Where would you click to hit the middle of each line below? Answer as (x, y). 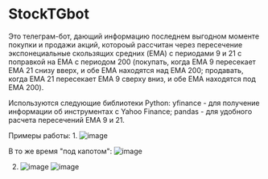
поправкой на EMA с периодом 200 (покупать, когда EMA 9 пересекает (132, 62)
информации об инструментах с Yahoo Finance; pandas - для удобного (130, 111)
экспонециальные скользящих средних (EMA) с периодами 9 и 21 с (125, 53)
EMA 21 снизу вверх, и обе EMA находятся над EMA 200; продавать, (126, 70)
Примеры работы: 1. (43, 135)
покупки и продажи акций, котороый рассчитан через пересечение (126, 44)
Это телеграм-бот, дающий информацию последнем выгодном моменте (134, 36)
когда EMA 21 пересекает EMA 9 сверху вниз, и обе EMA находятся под (132, 79)
